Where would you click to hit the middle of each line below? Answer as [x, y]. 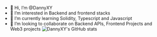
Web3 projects [25, 29]
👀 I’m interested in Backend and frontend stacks [60, 13]
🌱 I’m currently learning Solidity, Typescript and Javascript [71, 18]
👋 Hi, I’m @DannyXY [31, 8]
